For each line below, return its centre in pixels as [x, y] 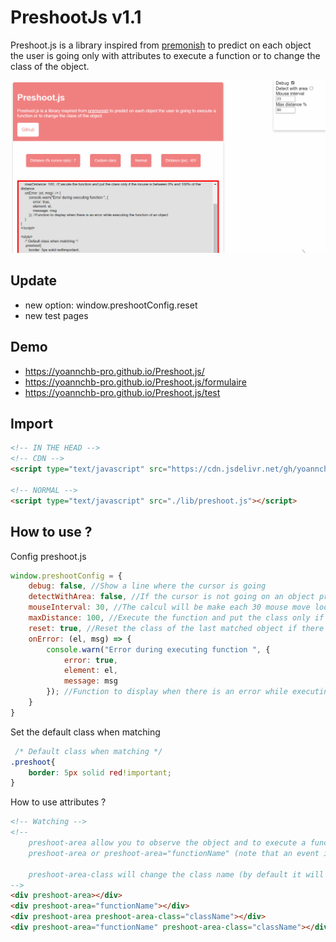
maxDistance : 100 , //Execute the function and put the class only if [176, 618]
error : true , [90, 660]
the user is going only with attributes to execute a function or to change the [165, 55]
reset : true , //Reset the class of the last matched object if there [176, 628]
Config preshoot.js [48, 556]
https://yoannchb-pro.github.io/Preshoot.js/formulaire [135, 382]
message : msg [90, 681]
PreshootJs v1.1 [76, 17]
